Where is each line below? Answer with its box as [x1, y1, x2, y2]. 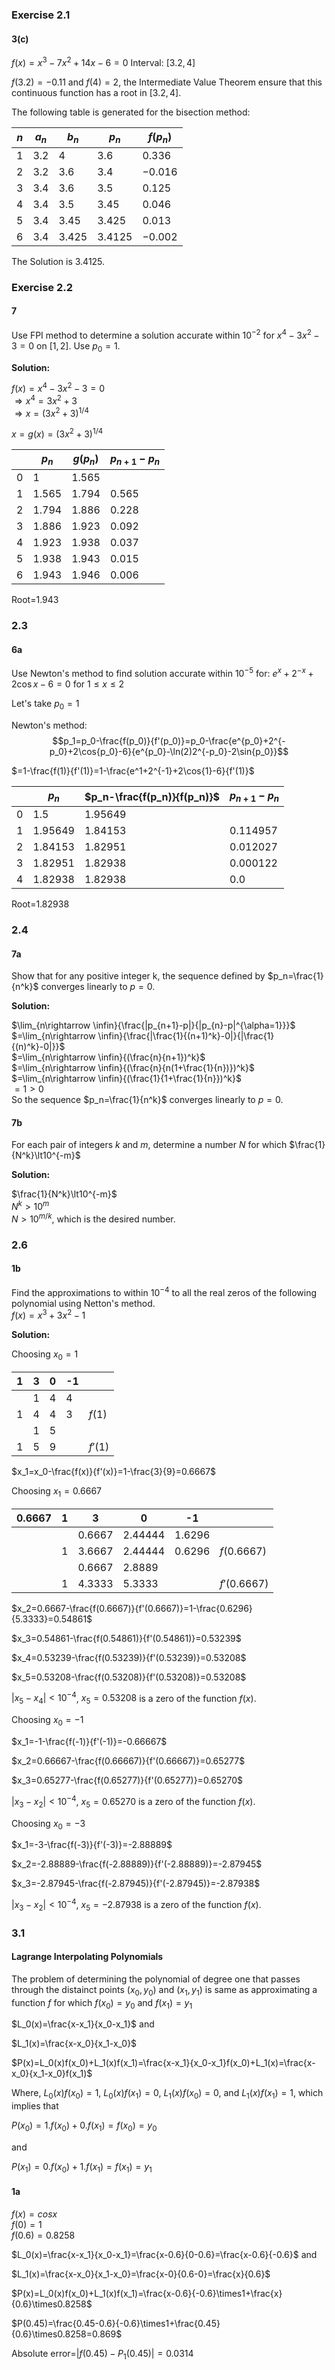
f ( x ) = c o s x [11, 2208, 58, 2220]
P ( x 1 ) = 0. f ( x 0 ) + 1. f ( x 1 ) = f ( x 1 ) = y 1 [11, 2161, 153, 2175]
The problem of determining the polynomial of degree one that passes [11, 1973, 301, 1985]
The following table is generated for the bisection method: [11, 106, 251, 118]
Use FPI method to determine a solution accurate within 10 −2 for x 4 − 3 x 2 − [11, 328, 320, 341]
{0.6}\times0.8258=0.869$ [11, 2328, 123, 2340]
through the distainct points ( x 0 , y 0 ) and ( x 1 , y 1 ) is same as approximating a [11, 1983, 318, 1998]
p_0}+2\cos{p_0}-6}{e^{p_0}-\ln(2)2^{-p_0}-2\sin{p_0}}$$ [49, 745, 289, 757]
